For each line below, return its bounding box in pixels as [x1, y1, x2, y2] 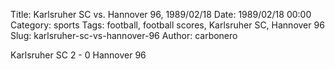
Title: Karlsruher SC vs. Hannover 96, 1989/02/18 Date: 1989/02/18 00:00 [10, 9, 312, 20]
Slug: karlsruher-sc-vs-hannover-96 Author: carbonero [10, 30, 238, 41]
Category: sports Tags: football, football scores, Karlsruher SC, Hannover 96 [10, 19, 325, 31]
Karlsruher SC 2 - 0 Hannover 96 [10, 49, 147, 61]
